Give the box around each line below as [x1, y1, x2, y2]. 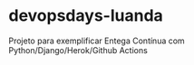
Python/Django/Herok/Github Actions [8, 44, 149, 55]
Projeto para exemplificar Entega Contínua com [8, 35, 185, 46]
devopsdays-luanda [8, 5, 164, 26]
